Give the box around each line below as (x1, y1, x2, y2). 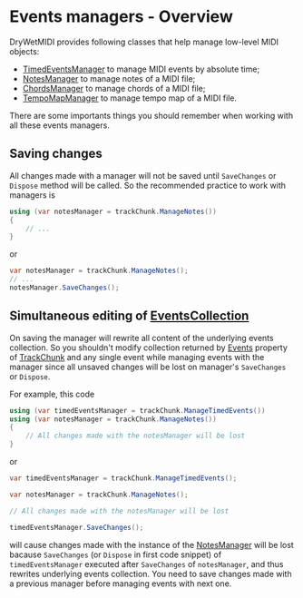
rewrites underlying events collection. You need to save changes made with (9, 568, 292, 579)
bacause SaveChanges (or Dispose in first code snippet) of (9, 549, 222, 560)
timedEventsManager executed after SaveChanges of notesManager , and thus (9, 558, 284, 569)
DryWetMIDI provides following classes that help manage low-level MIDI (9, 36, 279, 47)
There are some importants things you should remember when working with (9, 110, 293, 121)
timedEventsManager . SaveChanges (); (9, 523, 144, 532)
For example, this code (9, 388, 95, 399)
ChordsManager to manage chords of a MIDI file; (22, 83, 206, 93)
